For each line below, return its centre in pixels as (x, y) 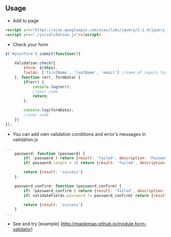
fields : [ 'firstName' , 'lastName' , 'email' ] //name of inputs (91, 73)
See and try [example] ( (37, 224)
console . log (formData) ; (49, 110)
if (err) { (34, 82)
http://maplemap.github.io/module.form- (104, 224)
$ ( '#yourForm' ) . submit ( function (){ (43, 54)
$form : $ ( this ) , (41, 68)
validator (22, 229)
